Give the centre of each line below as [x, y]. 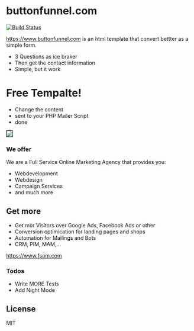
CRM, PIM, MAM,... [38, 244]
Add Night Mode [35, 290]
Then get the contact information [55, 63]
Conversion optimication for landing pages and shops [80, 232]
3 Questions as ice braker [46, 56]
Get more [24, 211]
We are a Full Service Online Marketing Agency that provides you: [86, 162]
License [21, 309]
